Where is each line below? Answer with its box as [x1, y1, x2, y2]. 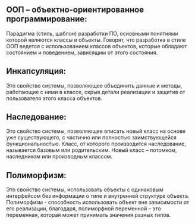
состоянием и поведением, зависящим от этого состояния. [6, 49, 158, 56]
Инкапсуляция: [6, 66, 67, 76]
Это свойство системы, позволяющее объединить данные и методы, [6, 82, 183, 89]
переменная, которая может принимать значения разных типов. [6, 211, 171, 219]
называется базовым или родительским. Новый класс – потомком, [6, 147, 177, 154]
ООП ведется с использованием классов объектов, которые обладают [6, 42, 187, 49]
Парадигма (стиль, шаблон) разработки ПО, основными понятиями [6, 30, 178, 37]
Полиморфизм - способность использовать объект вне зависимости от [6, 199, 190, 206]
